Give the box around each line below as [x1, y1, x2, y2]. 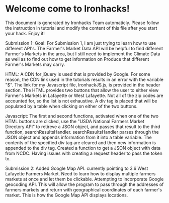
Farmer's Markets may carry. [5, 61, 65, 67]
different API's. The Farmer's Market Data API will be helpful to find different [5, 45, 163, 51]
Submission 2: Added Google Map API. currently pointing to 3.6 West [5, 165, 148, 171]
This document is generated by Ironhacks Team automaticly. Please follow [5, 20, 159, 26]
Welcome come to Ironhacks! [5, 3, 130, 15]
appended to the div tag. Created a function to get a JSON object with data [5, 145, 161, 151]
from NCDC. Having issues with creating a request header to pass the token [5, 150, 162, 156]
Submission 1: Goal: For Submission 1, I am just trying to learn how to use [5, 40, 156, 46]
